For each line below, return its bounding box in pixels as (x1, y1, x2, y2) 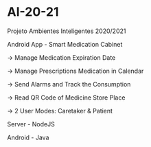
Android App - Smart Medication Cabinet (7, 40, 123, 48)
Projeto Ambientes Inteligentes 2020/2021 (7, 27, 126, 35)
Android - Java (7, 133, 49, 142)
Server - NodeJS (7, 120, 55, 128)
